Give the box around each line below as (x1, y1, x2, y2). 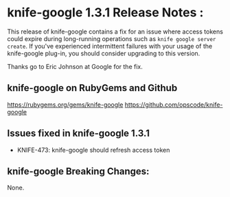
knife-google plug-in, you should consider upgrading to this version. (7, 49, 200, 57)
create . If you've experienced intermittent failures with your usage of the (7, 42, 213, 50)
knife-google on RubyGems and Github (7, 82, 178, 94)
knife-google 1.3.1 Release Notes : (7, 5, 204, 21)
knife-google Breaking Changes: (7, 166, 150, 177)
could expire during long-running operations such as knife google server (7, 34, 216, 42)
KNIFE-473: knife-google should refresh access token (16, 146, 170, 154)
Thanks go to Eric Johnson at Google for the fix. (7, 62, 143, 70)
